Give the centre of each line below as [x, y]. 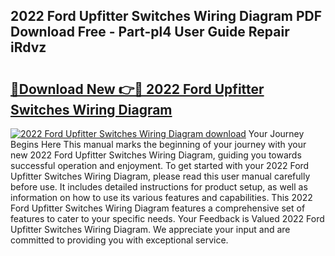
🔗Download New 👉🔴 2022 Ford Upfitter [137, 89]
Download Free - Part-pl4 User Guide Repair [150, 32]
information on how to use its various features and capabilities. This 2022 [161, 197]
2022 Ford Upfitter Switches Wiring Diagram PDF [166, 16]
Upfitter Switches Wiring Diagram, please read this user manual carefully [160, 176]
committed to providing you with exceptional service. [119, 240]
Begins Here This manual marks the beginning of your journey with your [158, 144]
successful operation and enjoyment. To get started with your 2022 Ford [160, 165]
